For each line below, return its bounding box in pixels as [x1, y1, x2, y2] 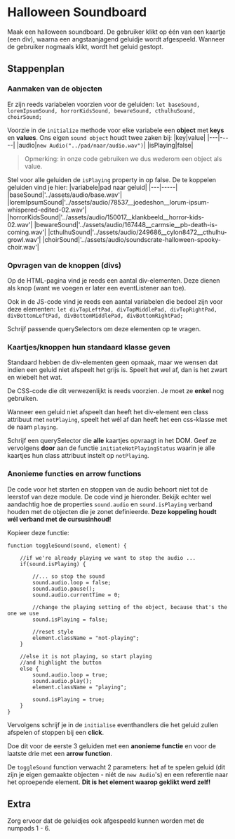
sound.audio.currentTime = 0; [32, 591, 121, 598]
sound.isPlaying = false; [32, 616, 109, 623]
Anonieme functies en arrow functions [7, 469, 142, 479]
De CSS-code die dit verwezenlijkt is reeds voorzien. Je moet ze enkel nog [7, 387, 224, 395]
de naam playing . [7, 423, 58, 431]
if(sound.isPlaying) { [20, 561, 86, 568]
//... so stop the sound [32, 572, 105, 580]
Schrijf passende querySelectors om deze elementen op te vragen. [7, 324, 201, 333]
